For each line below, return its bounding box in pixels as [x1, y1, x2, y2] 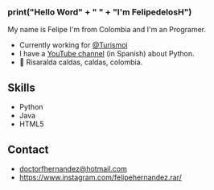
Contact [7, 142, 49, 156]
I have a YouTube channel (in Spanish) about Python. [19, 49, 195, 59]
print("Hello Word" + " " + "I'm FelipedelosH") [7, 6, 192, 18]
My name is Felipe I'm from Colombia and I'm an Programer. [7, 25, 207, 35]
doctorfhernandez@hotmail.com [19, 163, 128, 173]
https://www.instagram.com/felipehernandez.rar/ [19, 172, 183, 182]
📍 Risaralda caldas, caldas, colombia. [19, 57, 143, 67]
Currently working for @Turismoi [19, 40, 128, 50]
